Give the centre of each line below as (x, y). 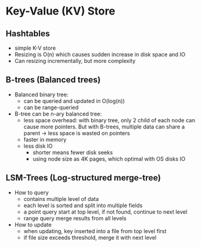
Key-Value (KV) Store (61, 11)
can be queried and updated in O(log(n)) (74, 100)
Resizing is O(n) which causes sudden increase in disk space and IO (100, 54)
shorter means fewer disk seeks (73, 152)
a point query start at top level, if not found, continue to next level (105, 212)
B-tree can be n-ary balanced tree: (58, 114)
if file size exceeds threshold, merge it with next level (90, 237)
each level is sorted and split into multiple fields (83, 205)
